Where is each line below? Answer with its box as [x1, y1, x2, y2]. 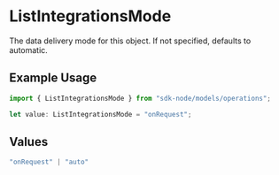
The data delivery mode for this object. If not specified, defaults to [9, 35, 252, 46]
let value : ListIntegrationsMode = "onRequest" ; [9, 110, 192, 118]
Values [9, 134, 49, 149]
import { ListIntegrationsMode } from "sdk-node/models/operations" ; [9, 94, 272, 103]
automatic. [9, 44, 49, 55]
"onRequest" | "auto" [9, 157, 89, 167]
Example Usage [9, 71, 97, 86]
